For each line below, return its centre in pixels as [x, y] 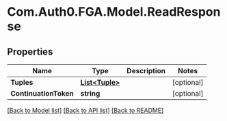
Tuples [22, 82]
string [90, 93]
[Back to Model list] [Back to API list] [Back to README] [85, 110]
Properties [30, 52]
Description [146, 71]
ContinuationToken [42, 93]
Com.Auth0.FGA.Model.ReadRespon [114, 12]
